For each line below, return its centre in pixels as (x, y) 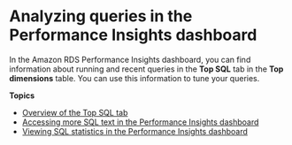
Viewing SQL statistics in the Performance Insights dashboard (134, 131)
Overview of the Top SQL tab (75, 112)
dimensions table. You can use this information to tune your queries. (134, 78)
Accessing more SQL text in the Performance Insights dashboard (140, 122)
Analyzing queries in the (101, 16)
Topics (22, 95)
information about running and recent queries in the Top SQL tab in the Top (146, 69)
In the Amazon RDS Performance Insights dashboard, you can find (130, 59)
